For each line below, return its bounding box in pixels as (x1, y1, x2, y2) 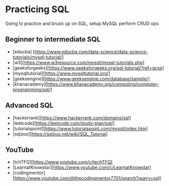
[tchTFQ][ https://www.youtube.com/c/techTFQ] (12, 159, 113, 165)
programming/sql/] (12, 86, 52, 92)
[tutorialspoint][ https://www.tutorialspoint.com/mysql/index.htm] (12, 126, 148, 132)
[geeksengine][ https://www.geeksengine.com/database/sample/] (12, 75, 150, 82)
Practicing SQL (5, 4, 70, 15)
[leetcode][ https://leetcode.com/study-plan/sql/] (12, 120, 115, 126)
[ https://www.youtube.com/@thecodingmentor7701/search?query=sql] (12, 175, 161, 181)
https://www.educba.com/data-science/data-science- (35, 48, 148, 54)
